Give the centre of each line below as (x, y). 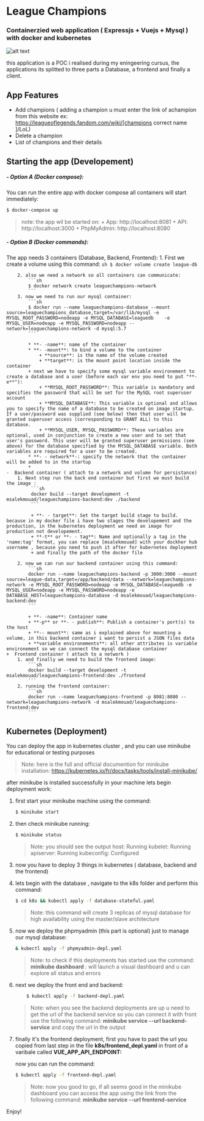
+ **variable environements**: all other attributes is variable (113, 643)
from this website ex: (41, 116)
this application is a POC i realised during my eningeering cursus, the (93, 63)
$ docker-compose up (33, 210)
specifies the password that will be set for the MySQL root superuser (99, 392)
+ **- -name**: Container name (68, 617)
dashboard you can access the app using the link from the (103, 1093)
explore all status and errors (65, 973)
